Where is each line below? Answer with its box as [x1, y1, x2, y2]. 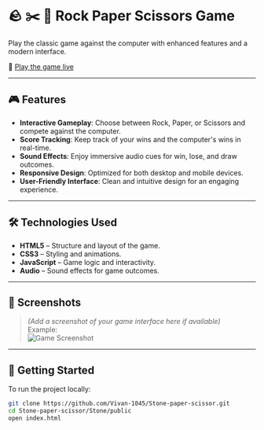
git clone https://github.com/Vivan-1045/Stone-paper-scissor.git [8, 399, 230, 408]
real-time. [19, 143, 52, 153]
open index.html [8, 414, 61, 422]
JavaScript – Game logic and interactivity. [19, 257, 156, 266]
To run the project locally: [8, 384, 91, 394]
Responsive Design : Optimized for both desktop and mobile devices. [19, 167, 244, 178]
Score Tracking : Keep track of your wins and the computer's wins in [19, 134, 241, 144]
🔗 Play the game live [8, 61, 75, 72]
